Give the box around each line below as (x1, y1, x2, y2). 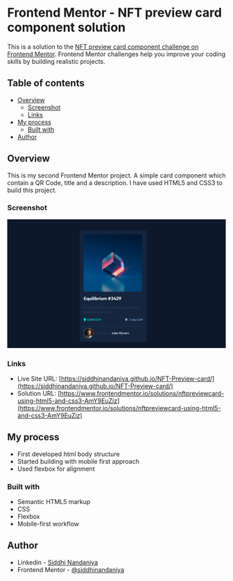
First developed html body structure (17, 449, 120, 458)
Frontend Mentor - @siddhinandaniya (17, 565, 125, 573)
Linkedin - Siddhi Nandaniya (17, 558, 98, 566)
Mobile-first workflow (17, 520, 80, 528)
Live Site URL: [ (17, 374, 62, 383)
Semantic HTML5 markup (17, 498, 91, 506)
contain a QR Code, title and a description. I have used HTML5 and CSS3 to (7, 178, 223, 187)
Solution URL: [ (17, 389, 60, 397)
